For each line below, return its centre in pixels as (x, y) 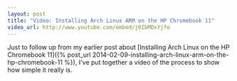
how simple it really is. (40, 70)
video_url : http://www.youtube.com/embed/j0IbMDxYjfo (89, 27)
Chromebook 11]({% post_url (49, 55)
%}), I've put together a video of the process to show (142, 63)
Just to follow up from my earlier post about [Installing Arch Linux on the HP (118, 48)
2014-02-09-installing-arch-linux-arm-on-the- (160, 55)
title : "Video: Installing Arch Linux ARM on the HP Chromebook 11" (111, 21)
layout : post (27, 14)
